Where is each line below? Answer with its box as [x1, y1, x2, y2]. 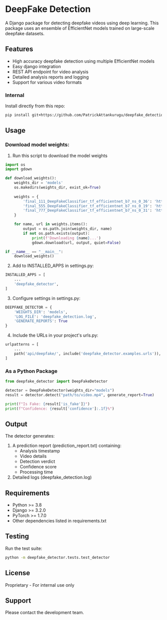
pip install [5, 113, 30, 118]
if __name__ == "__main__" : [5, 249, 64, 254]
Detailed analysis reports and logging [12, 74, 89, 80]
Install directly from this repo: [5, 103, 66, 109]
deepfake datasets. [5, 30, 45, 36]
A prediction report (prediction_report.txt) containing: [12, 443, 122, 448]
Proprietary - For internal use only [5, 582, 75, 588]
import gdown [5, 167, 32, 172]
